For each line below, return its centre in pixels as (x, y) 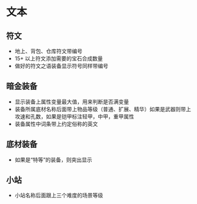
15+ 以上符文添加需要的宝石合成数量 (59, 59)
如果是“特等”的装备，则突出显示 (54, 160)
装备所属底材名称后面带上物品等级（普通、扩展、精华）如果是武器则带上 (103, 109)
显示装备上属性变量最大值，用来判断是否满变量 (72, 102)
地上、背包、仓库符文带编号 (49, 51)
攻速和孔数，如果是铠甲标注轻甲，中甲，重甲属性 (74, 116)
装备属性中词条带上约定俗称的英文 (56, 124)
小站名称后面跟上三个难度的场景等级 (59, 195)
